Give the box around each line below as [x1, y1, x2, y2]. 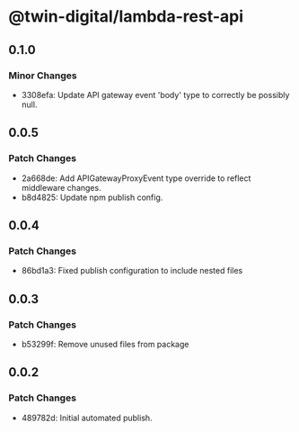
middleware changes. [21, 182, 101, 193]
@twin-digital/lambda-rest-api [8, 6, 244, 27]
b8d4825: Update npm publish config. [21, 192, 163, 202]
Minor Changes [8, 69, 77, 82]
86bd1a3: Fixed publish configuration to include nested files [21, 265, 243, 276]
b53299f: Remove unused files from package [21, 338, 189, 349]
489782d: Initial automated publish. [21, 412, 154, 423]
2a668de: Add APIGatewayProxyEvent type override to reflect [21, 173, 251, 184]
